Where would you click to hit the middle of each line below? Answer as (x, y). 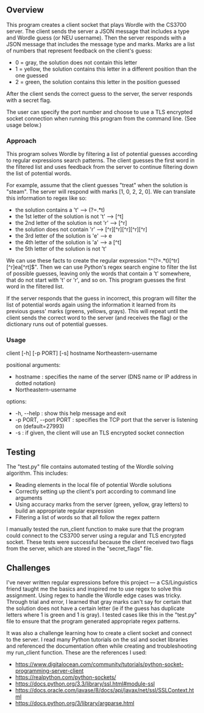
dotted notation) (35, 383)
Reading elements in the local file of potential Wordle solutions (93, 485)
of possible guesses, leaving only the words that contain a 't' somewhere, (99, 274)
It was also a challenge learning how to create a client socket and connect (99, 633)
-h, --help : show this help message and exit (71, 413)
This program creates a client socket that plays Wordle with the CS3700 (97, 24)
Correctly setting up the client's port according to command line (96, 491)
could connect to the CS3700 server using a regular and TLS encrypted (96, 536)
